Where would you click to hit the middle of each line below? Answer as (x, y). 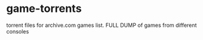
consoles (18, 31)
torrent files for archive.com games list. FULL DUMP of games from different (101, 25)
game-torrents (44, 9)
